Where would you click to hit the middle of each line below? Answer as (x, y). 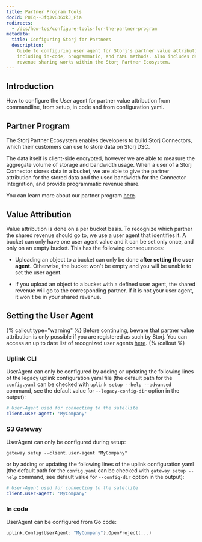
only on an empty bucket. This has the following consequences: (85, 248)
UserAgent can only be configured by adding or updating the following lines (100, 372)
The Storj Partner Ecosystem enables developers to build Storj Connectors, (99, 140)
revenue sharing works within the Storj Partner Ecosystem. (94, 62)
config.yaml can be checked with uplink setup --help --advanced (89, 384)
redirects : (20, 23)
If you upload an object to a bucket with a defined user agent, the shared (105, 284)
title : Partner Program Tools (44, 12)
